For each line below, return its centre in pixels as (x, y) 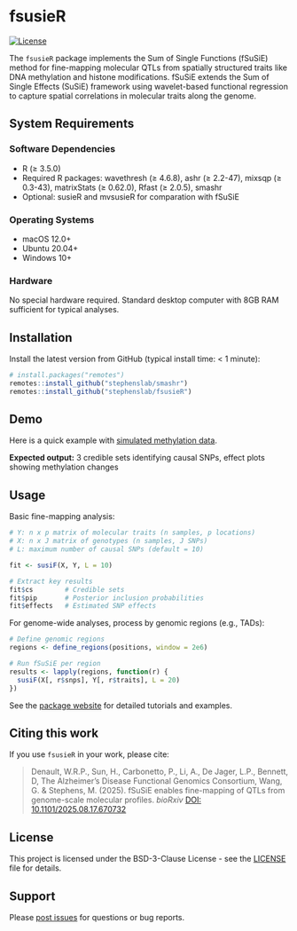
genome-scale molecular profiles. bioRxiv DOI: (116, 800)
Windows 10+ (47, 257)
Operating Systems (52, 219)
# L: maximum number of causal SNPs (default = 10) (106, 549)
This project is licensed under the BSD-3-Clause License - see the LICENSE (148, 859)
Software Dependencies (63, 149)
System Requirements (72, 124)
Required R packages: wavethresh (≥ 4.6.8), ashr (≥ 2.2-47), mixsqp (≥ (152, 178)
